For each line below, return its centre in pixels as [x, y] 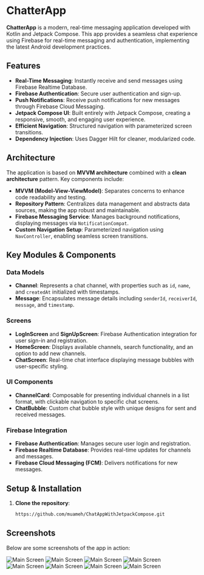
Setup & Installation [44, 488]
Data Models [25, 272]
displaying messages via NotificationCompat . [72, 223]
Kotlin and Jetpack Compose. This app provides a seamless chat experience [102, 33]
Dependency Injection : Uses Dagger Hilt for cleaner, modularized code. [105, 139]
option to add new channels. [51, 353]
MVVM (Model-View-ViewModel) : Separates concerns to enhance [100, 191]
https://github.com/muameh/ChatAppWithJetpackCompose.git [90, 514]
